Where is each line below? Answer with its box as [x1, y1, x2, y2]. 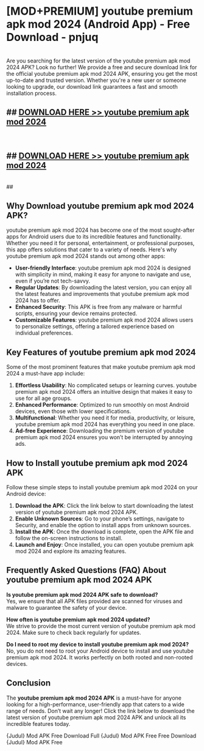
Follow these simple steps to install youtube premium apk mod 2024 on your [6, 484, 198, 490]
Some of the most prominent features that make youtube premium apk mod [6, 363, 195, 371]
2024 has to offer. [15, 297, 61, 304]
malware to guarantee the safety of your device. [6, 604, 127, 611]
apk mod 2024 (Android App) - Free [6, 17, 191, 31]
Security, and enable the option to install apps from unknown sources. [15, 522, 191, 528]
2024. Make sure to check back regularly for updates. [6, 629, 141, 636]
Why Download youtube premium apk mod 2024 [6, 201, 194, 211]
